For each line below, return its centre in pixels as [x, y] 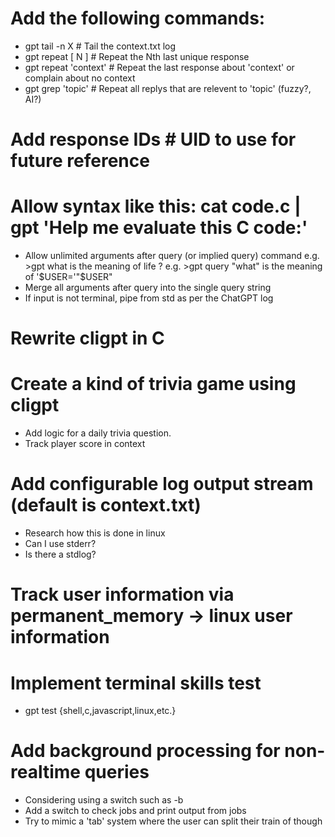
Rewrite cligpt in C [87, 338]
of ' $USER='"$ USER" [68, 277]
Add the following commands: [138, 18]
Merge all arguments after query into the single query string [148, 288]
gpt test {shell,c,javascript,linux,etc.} [100, 711]
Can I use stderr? [60, 544]
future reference [80, 161]
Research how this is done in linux [95, 533]
